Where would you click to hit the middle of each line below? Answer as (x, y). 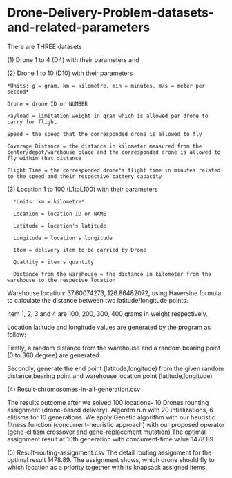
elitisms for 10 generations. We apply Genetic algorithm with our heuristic (111, 417)
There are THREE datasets (45, 46)
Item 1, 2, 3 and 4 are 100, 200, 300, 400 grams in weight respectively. (108, 313)
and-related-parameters (79, 27)
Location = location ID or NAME (60, 214)
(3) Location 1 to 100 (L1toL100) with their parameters (83, 189)
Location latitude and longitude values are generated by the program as (109, 327)
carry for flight (32, 122)
